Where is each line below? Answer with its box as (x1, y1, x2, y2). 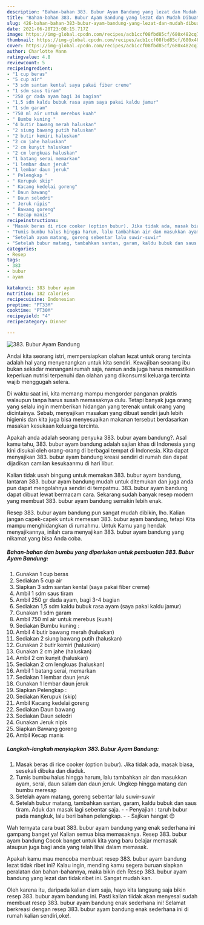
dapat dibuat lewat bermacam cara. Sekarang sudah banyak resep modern (7, 491, 194, 498)
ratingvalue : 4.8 (7, 54, 51, 60)
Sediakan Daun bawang (15, 705, 75, 713)
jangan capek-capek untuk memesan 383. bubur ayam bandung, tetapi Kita (7, 515, 196, 522)
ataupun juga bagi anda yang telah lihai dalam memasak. (7, 843, 148, 850)
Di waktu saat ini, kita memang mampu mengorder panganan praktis (7, 389, 177, 397)
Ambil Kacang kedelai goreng (15, 699, 90, 707)
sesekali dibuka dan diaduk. (15, 767, 85, 774)
